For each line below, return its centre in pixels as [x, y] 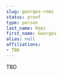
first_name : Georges [32, 34]
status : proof [24, 17]
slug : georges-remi [30, 12]
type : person [22, 22]
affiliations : [24, 45]
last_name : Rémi [26, 28]
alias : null [21, 39]
